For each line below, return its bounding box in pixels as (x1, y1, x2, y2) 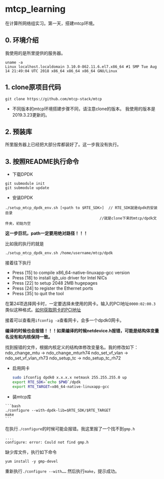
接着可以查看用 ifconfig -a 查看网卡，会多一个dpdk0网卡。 (5, 317, 124, 323)
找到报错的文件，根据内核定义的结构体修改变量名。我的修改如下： (5, 344, 138, 350)
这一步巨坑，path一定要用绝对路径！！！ (5, 230, 88, 237)
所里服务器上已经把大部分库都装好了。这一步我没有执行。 (5, 142, 121, 148)
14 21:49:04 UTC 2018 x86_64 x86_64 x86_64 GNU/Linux (5, 68, 118, 73)
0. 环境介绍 (5, 36, 39, 45)
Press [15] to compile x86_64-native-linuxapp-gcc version (12, 269, 130, 276)
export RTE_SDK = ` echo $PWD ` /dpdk (12, 380, 81, 385)
